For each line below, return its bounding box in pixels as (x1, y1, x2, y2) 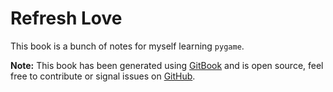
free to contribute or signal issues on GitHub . (10, 70, 196, 82)
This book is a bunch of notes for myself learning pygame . (10, 40, 245, 52)
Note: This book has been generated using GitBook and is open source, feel (10, 59, 324, 71)
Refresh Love (10, 7, 123, 30)
